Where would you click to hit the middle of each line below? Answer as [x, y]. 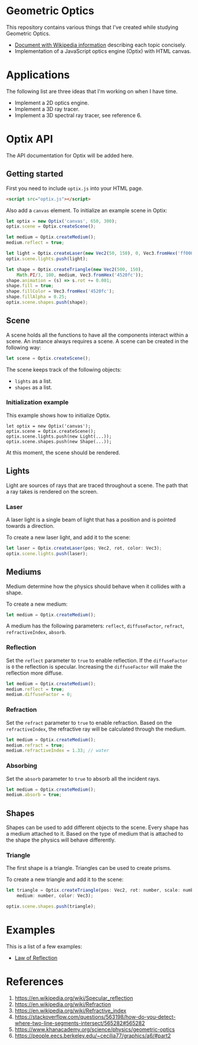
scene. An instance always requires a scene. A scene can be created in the [97, 341]
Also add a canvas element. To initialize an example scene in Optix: [87, 210]
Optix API [29, 139]
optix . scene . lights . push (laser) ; [47, 553]
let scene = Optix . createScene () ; [49, 358]
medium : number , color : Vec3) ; [55, 896]
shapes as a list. [33, 387]
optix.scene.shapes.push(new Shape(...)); [59, 441]
